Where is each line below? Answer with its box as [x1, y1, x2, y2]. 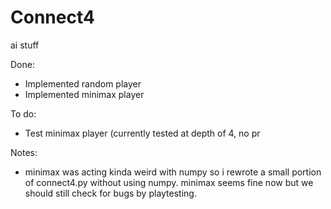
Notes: [10, 146, 38, 158]
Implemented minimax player [24, 88, 145, 100]
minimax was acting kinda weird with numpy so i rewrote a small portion [24, 166, 322, 178]
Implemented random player [24, 77, 142, 90]
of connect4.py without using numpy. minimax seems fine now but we [24, 176, 314, 188]
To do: [10, 107, 37, 120]
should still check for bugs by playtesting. [24, 187, 197, 199]
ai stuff [10, 39, 40, 51]
